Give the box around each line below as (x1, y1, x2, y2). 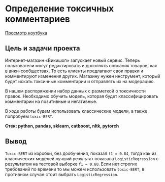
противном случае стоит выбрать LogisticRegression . (5, 171, 119, 177)
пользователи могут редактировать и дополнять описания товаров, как (5, 62, 157, 68)
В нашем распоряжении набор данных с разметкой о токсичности (5, 88, 146, 94)
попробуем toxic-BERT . (5, 113, 54, 119)
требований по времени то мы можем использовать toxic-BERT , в (5, 166, 144, 172)
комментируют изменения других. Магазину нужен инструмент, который (5, 73, 161, 79)
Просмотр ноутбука (5, 30, 48, 36)
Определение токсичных (5, 3, 114, 14)
